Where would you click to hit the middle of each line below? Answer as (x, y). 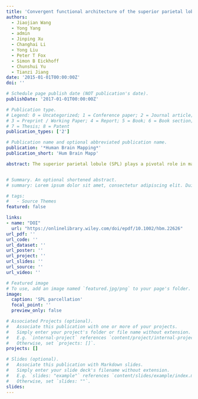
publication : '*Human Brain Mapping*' (54, 148)
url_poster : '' (25, 251)
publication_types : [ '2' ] (38, 132)
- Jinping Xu (27, 39)
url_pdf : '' (21, 234)
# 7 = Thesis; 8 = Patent (38, 126)
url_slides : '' (25, 261)
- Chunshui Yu (29, 66)
